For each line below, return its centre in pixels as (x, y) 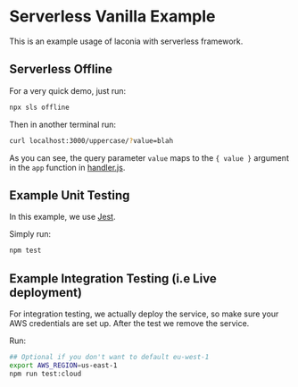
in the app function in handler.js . (67, 167)
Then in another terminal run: (63, 124)
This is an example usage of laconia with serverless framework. (126, 41)
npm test (25, 251)
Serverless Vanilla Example (112, 17)
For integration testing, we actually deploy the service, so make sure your (144, 314)
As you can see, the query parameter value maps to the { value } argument (149, 157)
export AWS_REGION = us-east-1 (63, 365)
